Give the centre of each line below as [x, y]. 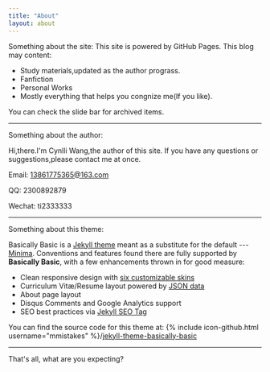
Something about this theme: [56, 229]
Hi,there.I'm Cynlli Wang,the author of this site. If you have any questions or [133, 151]
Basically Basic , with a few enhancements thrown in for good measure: [127, 262]
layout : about [32, 23]
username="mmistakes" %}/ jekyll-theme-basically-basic [103, 336]
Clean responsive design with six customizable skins [107, 277]
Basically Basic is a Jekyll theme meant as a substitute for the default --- [129, 244]
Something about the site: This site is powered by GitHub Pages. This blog [131, 46]
